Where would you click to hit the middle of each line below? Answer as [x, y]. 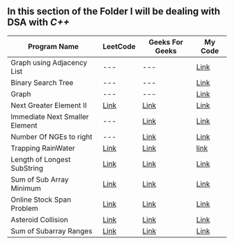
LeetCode [119, 46]
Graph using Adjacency [49, 62]
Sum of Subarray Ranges [52, 231]
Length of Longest [41, 159]
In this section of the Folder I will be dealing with [114, 12]
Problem [24, 208]
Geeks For [166, 42]
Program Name [53, 46]
